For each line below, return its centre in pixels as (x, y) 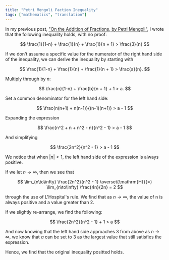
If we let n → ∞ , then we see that (40, 172)
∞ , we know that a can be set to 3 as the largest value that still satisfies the (83, 237)
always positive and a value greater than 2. (50, 202)
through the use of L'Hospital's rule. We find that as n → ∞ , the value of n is (84, 197)
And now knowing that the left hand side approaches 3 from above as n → (82, 231)
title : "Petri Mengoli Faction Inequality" (52, 10)
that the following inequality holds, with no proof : (56, 34)
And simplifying (21, 137)
